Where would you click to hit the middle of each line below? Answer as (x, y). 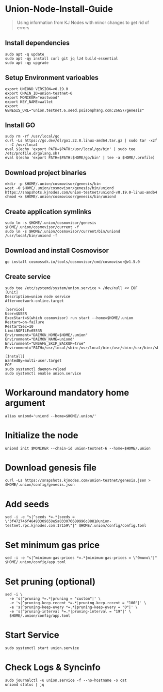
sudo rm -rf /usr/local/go (32, 137)
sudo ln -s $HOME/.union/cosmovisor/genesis (51, 223)
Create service (28, 277)
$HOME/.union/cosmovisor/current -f (42, 227)
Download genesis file (51, 467)
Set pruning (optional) (50, 582)
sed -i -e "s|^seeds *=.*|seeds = (40, 517)
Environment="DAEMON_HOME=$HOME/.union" (47, 335)
